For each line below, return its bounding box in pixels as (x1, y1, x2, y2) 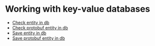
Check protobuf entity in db (12, 24, 68, 30)
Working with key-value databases (5, 3, 151, 15)
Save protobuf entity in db (12, 35, 65, 41)
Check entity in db (12, 20, 50, 25)
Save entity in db (12, 30, 47, 36)
